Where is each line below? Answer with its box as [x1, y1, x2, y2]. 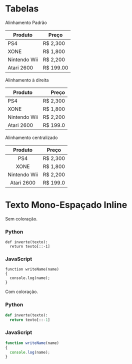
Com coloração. [5, 288, 38, 295]
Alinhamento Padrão [5, 19, 47, 25]
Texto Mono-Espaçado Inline [5, 199, 127, 210]
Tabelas [5, 3, 39, 14]
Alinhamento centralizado [5, 134, 58, 140]
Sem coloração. [5, 215, 38, 221]
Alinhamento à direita [5, 77, 49, 83]
